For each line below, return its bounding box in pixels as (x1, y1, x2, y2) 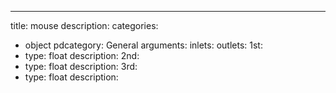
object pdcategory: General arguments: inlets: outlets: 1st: (24, 39, 263, 51)
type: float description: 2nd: (24, 50, 140, 61)
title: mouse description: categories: (10, 20, 159, 31)
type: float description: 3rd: (24, 61, 138, 72)
